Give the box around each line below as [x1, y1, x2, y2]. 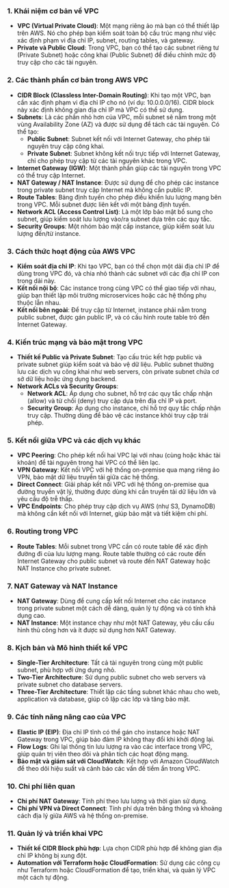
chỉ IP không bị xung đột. [16, 852, 87, 860]
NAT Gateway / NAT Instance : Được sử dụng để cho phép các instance [16, 178, 219, 187]
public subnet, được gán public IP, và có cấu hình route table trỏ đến [16, 313, 210, 321]
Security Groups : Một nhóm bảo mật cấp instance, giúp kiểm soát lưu [16, 222, 215, 230]
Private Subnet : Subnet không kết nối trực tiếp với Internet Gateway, [27, 149, 221, 157]
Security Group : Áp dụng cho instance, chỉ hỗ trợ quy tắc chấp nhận [27, 404, 221, 412]
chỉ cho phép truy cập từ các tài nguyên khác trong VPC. [27, 156, 188, 165]
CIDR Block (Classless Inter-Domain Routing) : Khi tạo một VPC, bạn [16, 91, 211, 99]
